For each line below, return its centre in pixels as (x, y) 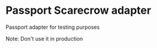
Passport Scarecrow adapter (78, 10)
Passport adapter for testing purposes (53, 27)
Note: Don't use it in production (44, 38)
